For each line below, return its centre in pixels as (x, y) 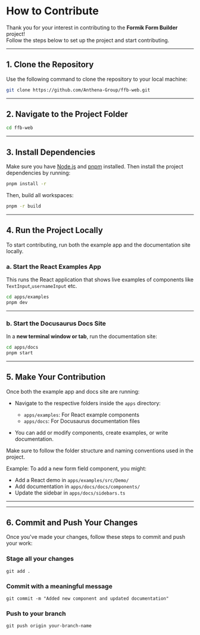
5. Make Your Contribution (56, 377)
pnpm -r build (24, 206)
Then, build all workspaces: (40, 195)
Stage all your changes (40, 559)
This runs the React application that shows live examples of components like (100, 280)
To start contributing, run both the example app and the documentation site (98, 245)
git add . (18, 571)
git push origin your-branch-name (49, 626)
